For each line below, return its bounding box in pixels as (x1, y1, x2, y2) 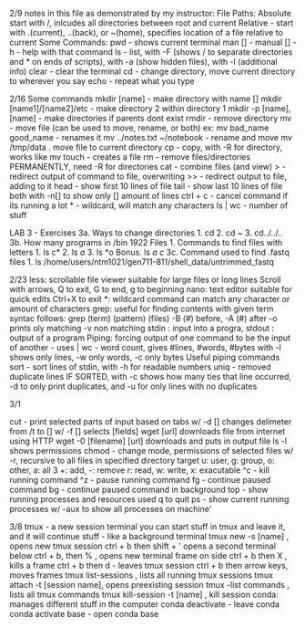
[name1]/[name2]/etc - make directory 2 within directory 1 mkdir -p (9, 103, 260, 113)
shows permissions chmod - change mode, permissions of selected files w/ (9, 445, 294, 455)
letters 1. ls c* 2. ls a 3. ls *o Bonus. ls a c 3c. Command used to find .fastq (9, 246, 290, 257)
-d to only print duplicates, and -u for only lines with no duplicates (9, 381, 258, 392)
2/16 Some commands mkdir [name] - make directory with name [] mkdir (9, 93, 282, 104)
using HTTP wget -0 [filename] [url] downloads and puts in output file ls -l (9, 435, 288, 446)
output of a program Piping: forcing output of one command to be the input (9, 332, 291, 343)
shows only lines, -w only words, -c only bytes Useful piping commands (9, 351, 280, 362)
